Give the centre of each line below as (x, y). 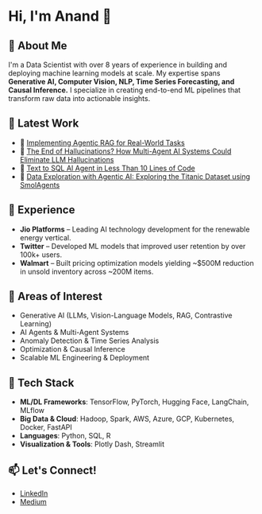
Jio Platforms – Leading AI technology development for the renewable (135, 229)
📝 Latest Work (44, 124)
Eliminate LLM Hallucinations (67, 159)
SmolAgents (40, 185)
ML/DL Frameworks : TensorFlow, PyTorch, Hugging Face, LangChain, (134, 402)
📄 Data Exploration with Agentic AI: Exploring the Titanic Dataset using (135, 176)
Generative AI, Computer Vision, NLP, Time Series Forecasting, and (121, 82)
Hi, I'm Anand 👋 (60, 16)
